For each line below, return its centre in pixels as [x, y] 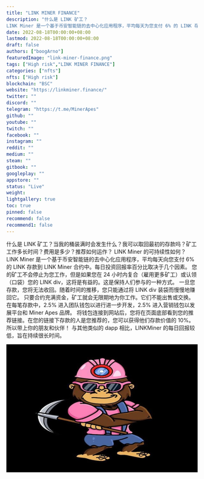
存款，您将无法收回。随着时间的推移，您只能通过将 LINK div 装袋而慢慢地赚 [101, 289]
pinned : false [24, 212]
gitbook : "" [21, 167]
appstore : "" [23, 180]
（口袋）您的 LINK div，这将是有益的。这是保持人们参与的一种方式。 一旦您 [101, 282]
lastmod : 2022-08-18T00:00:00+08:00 [53, 39]
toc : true [19, 206]
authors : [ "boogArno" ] [35, 52]
